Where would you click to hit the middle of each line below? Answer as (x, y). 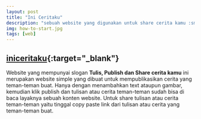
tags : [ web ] (21, 34)
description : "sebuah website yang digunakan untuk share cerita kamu (96, 23)
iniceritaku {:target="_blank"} (63, 58)
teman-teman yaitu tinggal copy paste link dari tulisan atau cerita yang (93, 104)
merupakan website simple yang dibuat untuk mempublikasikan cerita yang (99, 79)
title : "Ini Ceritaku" (34, 17)
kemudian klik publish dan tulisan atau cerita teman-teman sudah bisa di (95, 91)
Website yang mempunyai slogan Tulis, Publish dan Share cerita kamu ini (98, 72)
